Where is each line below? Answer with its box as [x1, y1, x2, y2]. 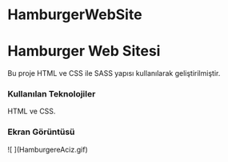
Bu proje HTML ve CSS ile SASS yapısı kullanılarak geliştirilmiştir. [7, 69, 221, 78]
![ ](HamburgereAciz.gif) [7, 144, 89, 154]
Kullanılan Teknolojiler [7, 89, 96, 100]
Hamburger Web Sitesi [7, 42, 161, 61]
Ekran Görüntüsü [7, 126, 75, 137]
